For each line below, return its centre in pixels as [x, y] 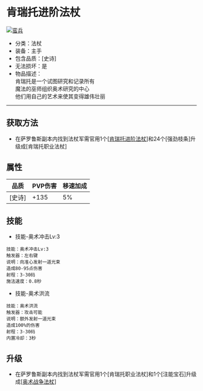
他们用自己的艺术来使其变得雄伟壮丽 [60, 96]
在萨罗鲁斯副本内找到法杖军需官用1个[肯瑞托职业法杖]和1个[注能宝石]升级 [106, 374]
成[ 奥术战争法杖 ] [36, 382]
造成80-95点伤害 [24, 269]
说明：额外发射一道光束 [31, 319]
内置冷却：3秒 [21, 338]
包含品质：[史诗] [36, 58]
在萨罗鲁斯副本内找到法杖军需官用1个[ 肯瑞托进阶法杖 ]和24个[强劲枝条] [103, 139]
